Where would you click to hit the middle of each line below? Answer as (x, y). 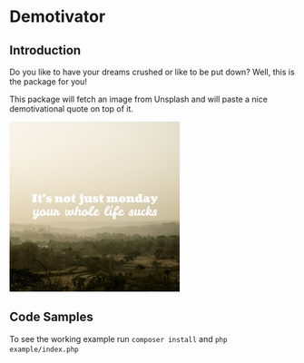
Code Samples (51, 317)
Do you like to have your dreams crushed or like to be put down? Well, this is (152, 72)
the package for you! (49, 82)
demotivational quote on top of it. (72, 109)
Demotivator (58, 17)
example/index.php (44, 349)
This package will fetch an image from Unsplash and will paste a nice (138, 99)
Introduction (45, 50)
